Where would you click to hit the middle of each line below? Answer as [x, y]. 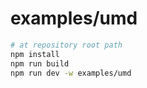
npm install [35, 54]
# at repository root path [66, 45]
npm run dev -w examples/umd [71, 73]
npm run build [40, 63]
